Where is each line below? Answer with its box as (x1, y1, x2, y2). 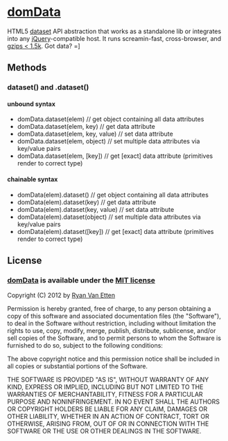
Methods (7, 62, 47, 73)
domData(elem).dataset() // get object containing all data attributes (17, 190, 209, 199)
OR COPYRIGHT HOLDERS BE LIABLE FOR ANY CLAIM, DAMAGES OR (7, 405, 208, 413)
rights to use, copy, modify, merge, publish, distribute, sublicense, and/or (7, 327, 216, 335)
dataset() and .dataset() (7, 82, 89, 92)
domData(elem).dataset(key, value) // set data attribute (17, 205, 175, 213)
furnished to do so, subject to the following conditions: (7, 341, 163, 350)
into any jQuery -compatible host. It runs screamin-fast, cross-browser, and (7, 34, 222, 42)
